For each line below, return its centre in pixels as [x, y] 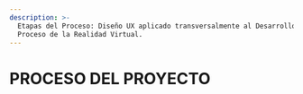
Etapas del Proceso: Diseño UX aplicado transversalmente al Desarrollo [157, 26]
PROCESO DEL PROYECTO [110, 78]
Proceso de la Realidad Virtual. [80, 34]
